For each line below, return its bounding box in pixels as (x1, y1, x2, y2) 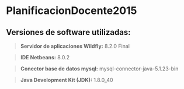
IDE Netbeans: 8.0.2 (20, 54, 70, 60)
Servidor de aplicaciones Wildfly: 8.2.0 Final (20, 42, 130, 49)
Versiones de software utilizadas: (6, 27, 131, 37)
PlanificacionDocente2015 (6, 4, 137, 17)
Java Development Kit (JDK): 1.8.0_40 (20, 77, 113, 83)
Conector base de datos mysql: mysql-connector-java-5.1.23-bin (20, 65, 179, 72)
